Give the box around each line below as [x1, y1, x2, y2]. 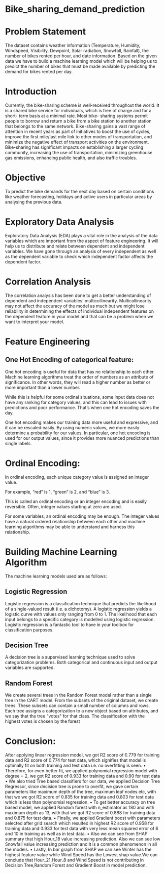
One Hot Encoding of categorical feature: [5, 356, 134, 364]
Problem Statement [5, 26, 86, 38]
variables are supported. [5, 665, 55, 670]
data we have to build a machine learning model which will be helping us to [5, 58, 158, 64]
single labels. [5, 440, 32, 446]
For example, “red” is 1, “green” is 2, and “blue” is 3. [5, 489, 110, 495]
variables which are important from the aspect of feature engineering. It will [5, 238, 159, 244]
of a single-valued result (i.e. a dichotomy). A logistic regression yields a [5, 606, 152, 612]
